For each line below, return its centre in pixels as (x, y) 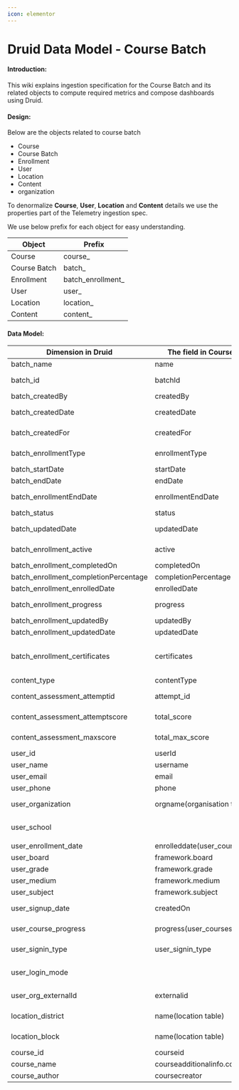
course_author (35, 1076)
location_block (35, 1037)
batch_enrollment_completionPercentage (79, 577)
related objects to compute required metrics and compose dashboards (111, 93)
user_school (31, 827)
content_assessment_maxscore (64, 737)
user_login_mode (40, 972)
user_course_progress (48, 929)
